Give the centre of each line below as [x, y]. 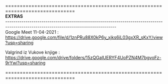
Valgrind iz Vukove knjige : [33, 52]
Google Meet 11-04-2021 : [32, 32]
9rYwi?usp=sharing [26, 63]
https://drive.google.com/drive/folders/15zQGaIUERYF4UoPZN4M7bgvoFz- [83, 57]
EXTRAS [14, 16]
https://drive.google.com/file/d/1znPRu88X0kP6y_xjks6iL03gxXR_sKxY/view [84, 37]
